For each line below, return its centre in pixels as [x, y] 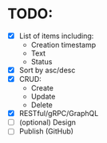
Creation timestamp [63, 45]
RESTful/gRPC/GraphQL [59, 114]
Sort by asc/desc [47, 70]
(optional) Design [48, 122]
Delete [42, 105]
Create [42, 88]
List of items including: [56, 36]
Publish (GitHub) [46, 131]
